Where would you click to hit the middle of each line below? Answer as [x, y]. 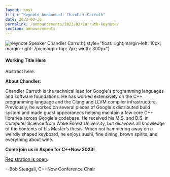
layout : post [19, 10]
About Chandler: [23, 81]
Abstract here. [20, 72]
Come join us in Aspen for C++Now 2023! [50, 150]
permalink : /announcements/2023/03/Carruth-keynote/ [62, 24]
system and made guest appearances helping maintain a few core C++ [79, 113]
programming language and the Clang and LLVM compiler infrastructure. [81, 102]
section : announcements [30, 29]
